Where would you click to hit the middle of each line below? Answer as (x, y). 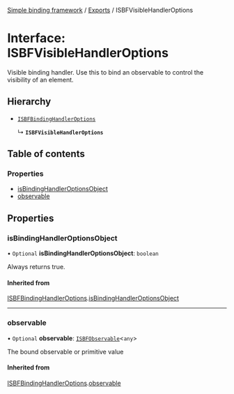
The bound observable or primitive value (65, 351)
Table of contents (46, 154)
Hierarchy (29, 101)
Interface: (37, 38)
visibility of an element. (41, 79)
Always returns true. (36, 267)
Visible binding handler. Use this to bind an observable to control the (106, 72)
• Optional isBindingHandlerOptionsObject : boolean (83, 253)
